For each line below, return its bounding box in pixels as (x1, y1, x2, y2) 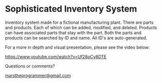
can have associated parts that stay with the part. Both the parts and (5, 30, 142, 35)
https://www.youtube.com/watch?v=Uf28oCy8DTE (5, 53, 107, 59)
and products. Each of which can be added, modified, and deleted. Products (5, 24, 157, 30)
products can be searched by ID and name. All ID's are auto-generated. (5, 35, 147, 41)
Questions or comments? (5, 63, 55, 69)
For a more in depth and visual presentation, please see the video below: (5, 44, 150, 50)
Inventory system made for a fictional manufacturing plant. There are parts (5, 19, 154, 25)
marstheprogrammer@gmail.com (5, 72, 71, 78)
